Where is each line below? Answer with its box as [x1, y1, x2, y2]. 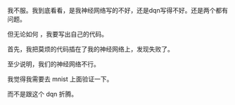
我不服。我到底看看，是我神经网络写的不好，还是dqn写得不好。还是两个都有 [7, 6, 229, 14]
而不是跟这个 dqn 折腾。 [7, 90, 78, 98]
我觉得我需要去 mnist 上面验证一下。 [7, 75, 113, 83]
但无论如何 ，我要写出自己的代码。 [7, 30, 108, 38]
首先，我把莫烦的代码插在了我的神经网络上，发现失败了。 [7, 45, 174, 53]
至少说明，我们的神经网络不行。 [7, 60, 100, 68]
